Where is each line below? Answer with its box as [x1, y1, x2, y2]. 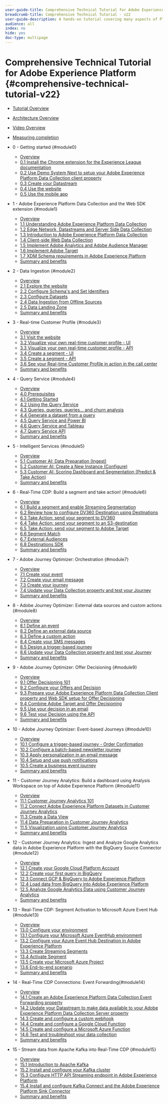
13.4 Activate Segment [19, 953, 66, 959]
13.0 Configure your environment [19, 927, 88, 933]
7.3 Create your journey [19, 582, 68, 588]
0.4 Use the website [19, 186, 61, 192]
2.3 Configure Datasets [19, 293, 68, 299]
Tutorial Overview [12, 105, 49, 111]
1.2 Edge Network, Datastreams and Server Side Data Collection [19, 226, 152, 232]
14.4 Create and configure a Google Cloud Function [19, 1020, 126, 1026]
